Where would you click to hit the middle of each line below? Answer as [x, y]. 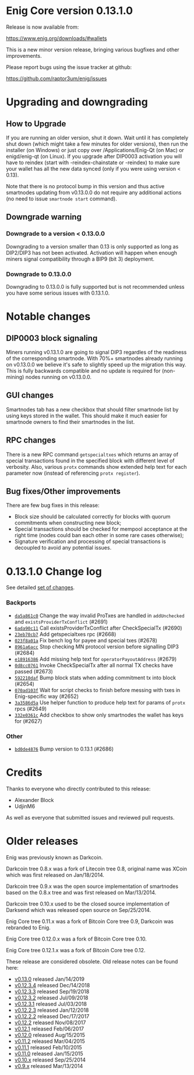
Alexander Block [34, 800]
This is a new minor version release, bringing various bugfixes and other [93, 49]
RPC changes [31, 440]
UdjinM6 [25, 806]
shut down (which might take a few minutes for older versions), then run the [97, 144]
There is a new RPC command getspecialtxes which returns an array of [92, 454]
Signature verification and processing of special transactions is [90, 541]
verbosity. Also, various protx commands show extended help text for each [96, 466]
